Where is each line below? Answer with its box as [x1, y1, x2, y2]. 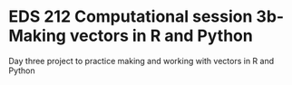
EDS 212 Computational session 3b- [8, 6, 285, 27]
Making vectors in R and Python [8, 25, 253, 46]
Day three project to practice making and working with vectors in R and [8, 55, 275, 66]
